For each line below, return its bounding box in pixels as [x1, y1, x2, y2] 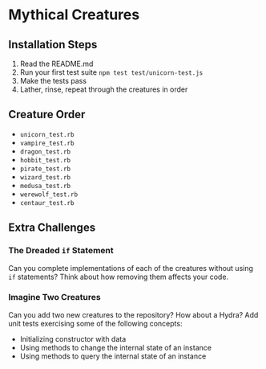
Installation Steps [8, 38, 98, 51]
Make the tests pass [19, 76, 87, 85]
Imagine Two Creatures [8, 292, 102, 303]
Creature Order [8, 108, 86, 121]
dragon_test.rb [19, 147, 71, 156]
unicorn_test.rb [19, 130, 75, 138]
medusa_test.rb [19, 182, 71, 190]
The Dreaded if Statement [8, 245, 114, 256]
